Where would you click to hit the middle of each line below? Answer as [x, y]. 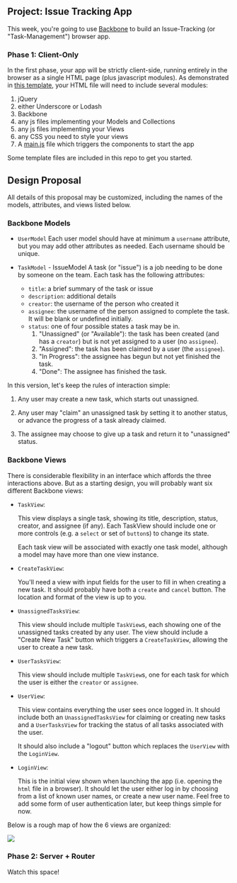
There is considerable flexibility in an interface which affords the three [110, 475]
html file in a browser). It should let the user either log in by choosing [118, 788]
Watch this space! [34, 872]
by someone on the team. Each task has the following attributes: [111, 275]
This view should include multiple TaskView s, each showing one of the [119, 624]
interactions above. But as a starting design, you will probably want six [110, 483]
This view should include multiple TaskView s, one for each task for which [123, 674]
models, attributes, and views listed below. [69, 204]
